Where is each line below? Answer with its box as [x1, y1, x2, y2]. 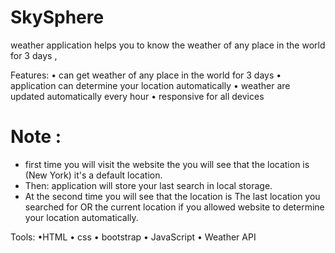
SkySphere [10, 6, 105, 29]
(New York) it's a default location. [24, 169, 163, 181]
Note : [10, 126, 62, 148]
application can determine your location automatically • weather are [10, 79, 291, 91]
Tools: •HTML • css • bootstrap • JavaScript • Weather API [10, 231, 257, 243]
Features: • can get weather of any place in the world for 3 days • [10, 69, 282, 81]
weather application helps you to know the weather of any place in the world [10, 39, 326, 51]
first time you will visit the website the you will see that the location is [24, 158, 310, 170]
